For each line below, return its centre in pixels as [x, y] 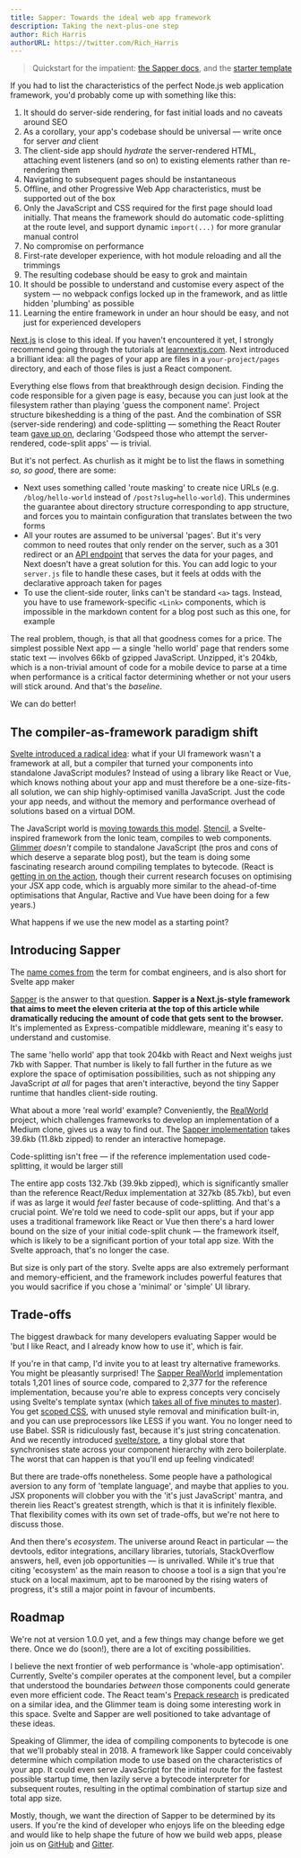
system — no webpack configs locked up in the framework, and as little [155, 294]
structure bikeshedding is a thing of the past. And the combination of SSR [146, 415]
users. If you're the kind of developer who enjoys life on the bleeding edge [148, 1825]
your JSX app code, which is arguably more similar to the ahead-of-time [143, 886]
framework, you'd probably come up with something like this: [123, 95]
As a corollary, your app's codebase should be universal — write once [152, 132]
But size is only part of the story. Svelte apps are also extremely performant [150, 1267]
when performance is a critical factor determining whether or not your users [150, 677]
